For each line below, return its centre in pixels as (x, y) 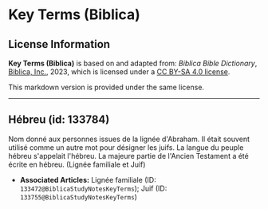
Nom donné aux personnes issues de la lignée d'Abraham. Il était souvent (129, 139)
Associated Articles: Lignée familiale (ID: (88, 179)
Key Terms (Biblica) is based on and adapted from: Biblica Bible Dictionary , (133, 63)
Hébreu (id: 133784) (59, 120)
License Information (59, 44)
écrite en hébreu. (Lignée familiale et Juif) (77, 164)
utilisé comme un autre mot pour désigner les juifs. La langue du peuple (126, 147)
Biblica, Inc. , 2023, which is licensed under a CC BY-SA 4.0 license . (119, 72)
